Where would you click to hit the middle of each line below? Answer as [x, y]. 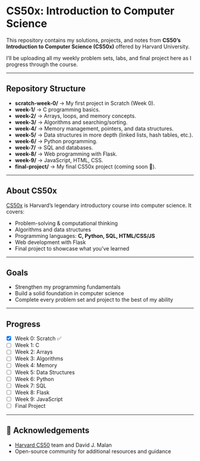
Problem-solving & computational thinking [66, 223]
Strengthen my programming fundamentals [68, 287]
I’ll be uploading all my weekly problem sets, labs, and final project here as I [99, 58]
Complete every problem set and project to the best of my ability [94, 300]
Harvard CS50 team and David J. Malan [63, 445]
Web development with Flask [50, 242]
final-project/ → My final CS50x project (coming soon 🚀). [85, 166]
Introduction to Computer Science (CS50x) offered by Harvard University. [98, 47]
